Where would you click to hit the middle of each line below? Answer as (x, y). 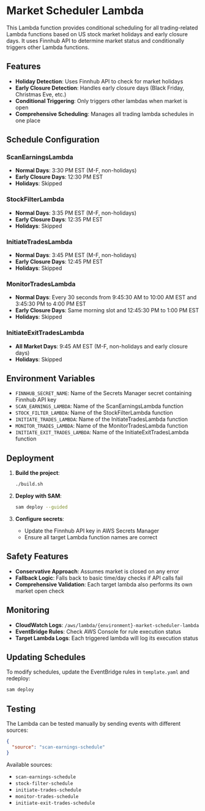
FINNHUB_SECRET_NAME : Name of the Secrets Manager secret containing (103, 393)
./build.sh (29, 484)
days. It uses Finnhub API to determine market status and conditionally (95, 40)
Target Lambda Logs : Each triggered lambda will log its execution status (107, 638)
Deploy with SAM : (39, 496)
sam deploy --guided (41, 507)
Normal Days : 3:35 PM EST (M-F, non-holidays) (76, 213)
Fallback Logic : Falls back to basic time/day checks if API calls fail (99, 578)
